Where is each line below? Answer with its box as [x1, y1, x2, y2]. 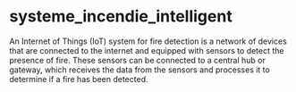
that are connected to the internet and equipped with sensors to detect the [9, 45, 284, 55]
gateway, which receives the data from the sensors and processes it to [9, 64, 270, 75]
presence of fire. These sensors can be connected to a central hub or [9, 54, 266, 65]
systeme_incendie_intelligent [9, 6, 233, 27]
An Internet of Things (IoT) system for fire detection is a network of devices [9, 36, 288, 46]
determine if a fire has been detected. [9, 73, 148, 84]
